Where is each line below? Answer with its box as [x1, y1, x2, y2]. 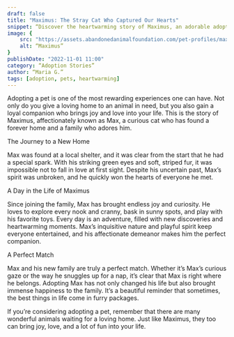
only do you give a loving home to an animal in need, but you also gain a [7, 102, 214, 110]
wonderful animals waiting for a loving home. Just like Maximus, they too [7, 315, 217, 323]
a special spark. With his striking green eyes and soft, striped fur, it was [7, 158, 212, 167]
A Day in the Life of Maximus [7, 186, 90, 195]
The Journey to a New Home [7, 137, 91, 146]
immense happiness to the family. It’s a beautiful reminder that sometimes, [7, 287, 221, 295]
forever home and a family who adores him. [7, 123, 132, 133]
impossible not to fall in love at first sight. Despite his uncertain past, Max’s [7, 165, 221, 174]
